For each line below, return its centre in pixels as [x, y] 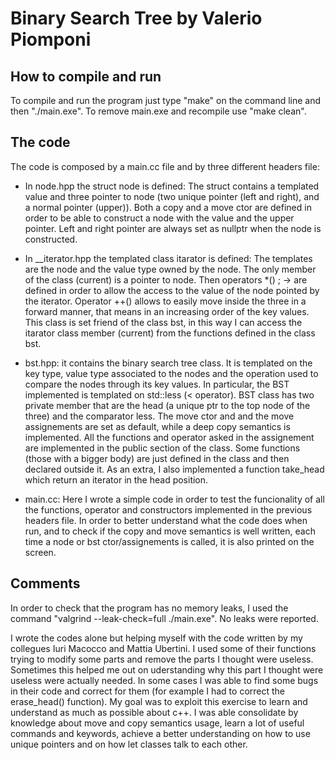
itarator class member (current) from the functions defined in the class [170, 333]
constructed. [51, 239]
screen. [40, 552]
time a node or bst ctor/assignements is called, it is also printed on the [169, 541]
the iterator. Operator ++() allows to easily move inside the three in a [165, 301]
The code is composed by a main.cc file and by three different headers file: [165, 166]
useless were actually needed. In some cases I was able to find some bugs [164, 680]
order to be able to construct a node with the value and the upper [159, 218]
